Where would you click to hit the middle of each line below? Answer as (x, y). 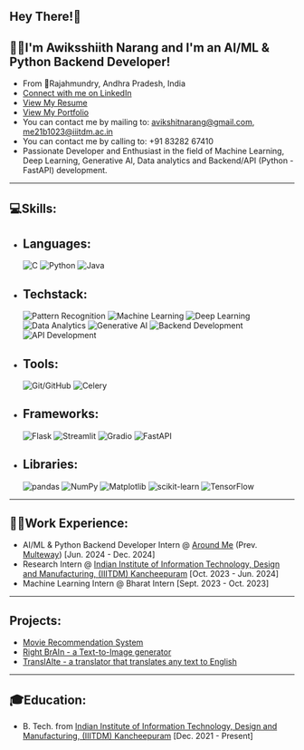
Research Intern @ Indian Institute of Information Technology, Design (151, 564)
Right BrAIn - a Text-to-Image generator (97, 652)
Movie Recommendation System (83, 643)
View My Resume (55, 103)
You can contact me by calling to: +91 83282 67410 (118, 141)
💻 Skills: (33, 208)
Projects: (35, 621)
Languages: (57, 244)
